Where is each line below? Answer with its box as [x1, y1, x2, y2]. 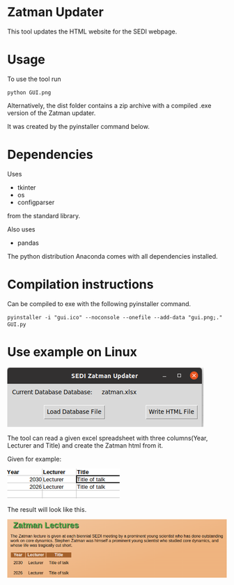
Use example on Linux [7, 344, 137, 360]
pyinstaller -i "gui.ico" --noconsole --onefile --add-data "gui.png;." [7, 314, 223, 321]
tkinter [17, 183, 36, 192]
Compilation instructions [7, 277, 154, 292]
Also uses [7, 225, 36, 234]
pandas [17, 238, 40, 247]
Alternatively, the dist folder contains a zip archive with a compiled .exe [7, 101, 212, 109]
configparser [17, 198, 55, 206]
